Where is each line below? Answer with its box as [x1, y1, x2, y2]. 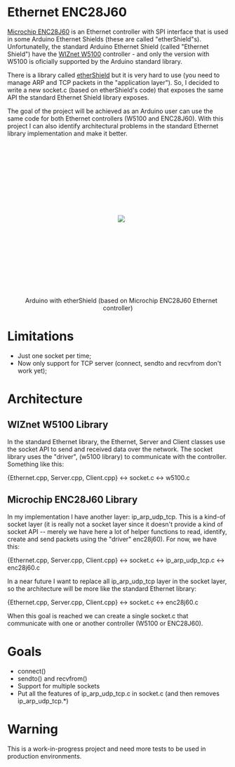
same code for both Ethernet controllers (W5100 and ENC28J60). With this [7, 114, 224, 123]
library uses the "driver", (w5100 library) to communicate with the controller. [7, 452, 227, 460]
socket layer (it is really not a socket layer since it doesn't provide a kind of [7, 520, 223, 528]
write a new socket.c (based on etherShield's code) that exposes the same [7, 86, 224, 94]
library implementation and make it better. [7, 129, 128, 138]
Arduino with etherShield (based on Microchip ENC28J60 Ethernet [25, 296, 217, 305]
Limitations [7, 328, 74, 345]
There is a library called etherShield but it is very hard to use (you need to [7, 71, 220, 79]
